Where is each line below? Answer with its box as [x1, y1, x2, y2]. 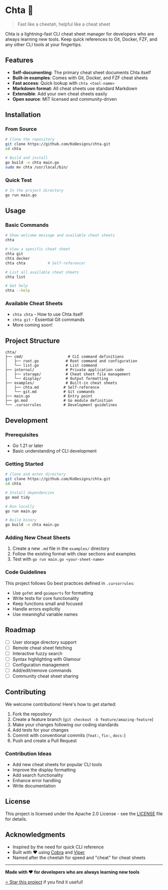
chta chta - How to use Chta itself [12, 311, 83, 318]
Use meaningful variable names [12, 611, 78, 617]
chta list [5, 274, 26, 279]
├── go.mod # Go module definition [5, 398, 113, 403]
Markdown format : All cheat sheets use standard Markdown [12, 85, 137, 91]
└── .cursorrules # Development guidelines [5, 402, 117, 408]
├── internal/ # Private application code [5, 367, 124, 373]
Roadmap [5, 626, 36, 634]
